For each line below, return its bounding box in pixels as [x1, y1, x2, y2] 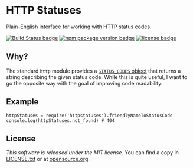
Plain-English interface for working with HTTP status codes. [6, 23, 152, 30]
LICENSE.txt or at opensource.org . [6, 156, 90, 163]
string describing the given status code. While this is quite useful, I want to [6, 73, 188, 80]
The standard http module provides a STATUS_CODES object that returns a [6, 67, 181, 74]
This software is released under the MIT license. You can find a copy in [6, 149, 179, 156]
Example [6, 97, 39, 107]
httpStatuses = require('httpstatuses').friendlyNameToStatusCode [6, 113, 173, 118]
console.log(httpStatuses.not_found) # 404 [6, 117, 115, 124]
